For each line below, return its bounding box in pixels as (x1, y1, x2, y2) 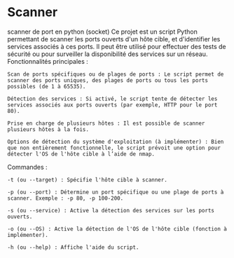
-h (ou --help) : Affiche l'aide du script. (7, 243, 139, 251)
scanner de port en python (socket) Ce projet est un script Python (7, 27, 198, 36)
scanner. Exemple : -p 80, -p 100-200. (7, 194, 124, 202)
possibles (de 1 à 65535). (7, 83, 86, 90)
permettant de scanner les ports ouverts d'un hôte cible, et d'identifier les (7, 34, 221, 43)
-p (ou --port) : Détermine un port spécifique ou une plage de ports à (7, 189, 224, 196)
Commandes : (7, 163, 48, 171)
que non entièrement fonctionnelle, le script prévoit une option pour (7, 144, 221, 151)
